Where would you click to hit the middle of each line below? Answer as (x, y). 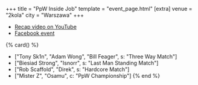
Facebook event (34, 33)
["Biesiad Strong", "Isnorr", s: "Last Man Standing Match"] (86, 63)
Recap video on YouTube (45, 27)
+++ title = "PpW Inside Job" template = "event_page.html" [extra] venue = (99, 9)
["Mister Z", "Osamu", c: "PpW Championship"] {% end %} (87, 76)
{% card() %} (22, 45)
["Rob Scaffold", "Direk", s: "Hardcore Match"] (72, 69)
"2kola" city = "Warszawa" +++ (45, 15)
